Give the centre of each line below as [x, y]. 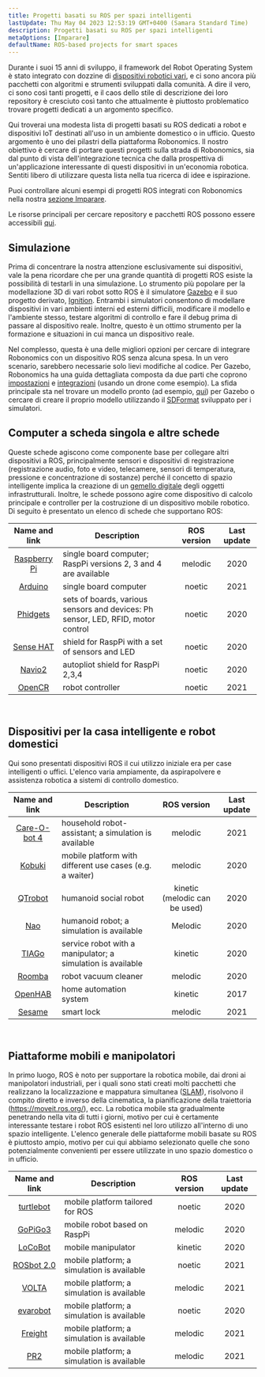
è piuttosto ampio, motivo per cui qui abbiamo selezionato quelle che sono [129, 1142]
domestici [33, 744]
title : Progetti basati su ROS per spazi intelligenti [100, 15]
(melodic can [187, 897]
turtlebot [34, 1207]
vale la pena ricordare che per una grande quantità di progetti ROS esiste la [131, 275]
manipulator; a [88, 953]
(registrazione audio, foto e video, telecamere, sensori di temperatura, [122, 468]
